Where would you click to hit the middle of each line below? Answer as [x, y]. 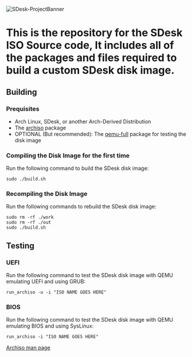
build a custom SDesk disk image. [90, 70]
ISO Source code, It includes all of [90, 46]
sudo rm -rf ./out [29, 223]
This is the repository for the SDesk [94, 33]
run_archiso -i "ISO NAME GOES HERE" [52, 337]
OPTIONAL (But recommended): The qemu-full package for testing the [100, 134]
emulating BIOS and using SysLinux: [50, 326]
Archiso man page [28, 348]
